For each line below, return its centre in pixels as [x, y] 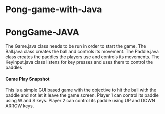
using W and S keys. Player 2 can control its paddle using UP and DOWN [80, 101]
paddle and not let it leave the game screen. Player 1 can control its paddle [82, 95]
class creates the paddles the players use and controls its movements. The [82, 57]
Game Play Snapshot [27, 79]
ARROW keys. [20, 106]
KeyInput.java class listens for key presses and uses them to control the [79, 62]
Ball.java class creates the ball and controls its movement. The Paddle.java [82, 52]
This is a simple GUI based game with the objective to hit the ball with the [81, 90]
